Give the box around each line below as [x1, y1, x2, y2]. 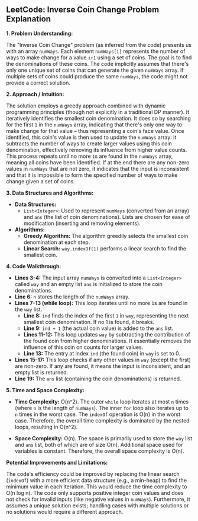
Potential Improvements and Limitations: [6, 459, 108, 466]
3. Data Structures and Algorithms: [6, 189, 94, 196]
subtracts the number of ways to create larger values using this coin [6, 139, 173, 147]
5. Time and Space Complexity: [6, 386, 85, 393]
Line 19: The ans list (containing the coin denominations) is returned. [14, 375, 181, 382]
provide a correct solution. [6, 79, 71, 86]
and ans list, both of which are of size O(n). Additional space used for [14, 441, 183, 448]
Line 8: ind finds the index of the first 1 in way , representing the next [23, 312, 189, 319]
